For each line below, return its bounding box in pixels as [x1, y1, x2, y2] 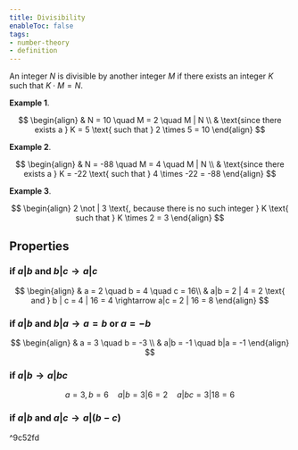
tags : [9, 29, 29, 38]
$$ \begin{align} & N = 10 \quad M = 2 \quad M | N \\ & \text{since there [17, 115, 283, 126]
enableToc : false [9, 21, 74, 30]
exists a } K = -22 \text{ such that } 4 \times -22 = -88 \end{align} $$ [23, 169, 277, 179]
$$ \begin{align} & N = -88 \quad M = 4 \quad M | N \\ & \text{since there [15, 159, 285, 170]
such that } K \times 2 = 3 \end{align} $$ [75, 212, 225, 223]
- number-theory [9, 37, 70, 47]
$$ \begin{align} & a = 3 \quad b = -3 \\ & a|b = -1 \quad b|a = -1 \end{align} [10, 337, 290, 348]
